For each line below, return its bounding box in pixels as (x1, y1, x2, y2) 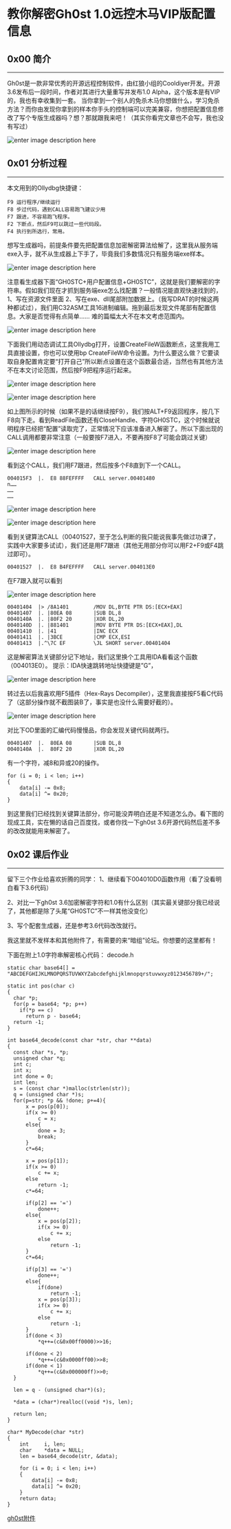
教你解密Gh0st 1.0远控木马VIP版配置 (7, 6, 216, 22)
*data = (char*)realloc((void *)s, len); (13, 1398, 134, 1406)
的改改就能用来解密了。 (7, 826, 74, 834)
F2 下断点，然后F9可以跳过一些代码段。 (7, 220, 105, 227)
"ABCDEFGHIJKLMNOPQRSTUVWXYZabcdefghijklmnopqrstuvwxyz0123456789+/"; (7, 970, 214, 977)
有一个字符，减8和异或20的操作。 (7, 759, 103, 767)
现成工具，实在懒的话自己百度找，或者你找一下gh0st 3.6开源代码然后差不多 (7, 818, 221, 826)
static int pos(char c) (7, 983, 76, 989)
